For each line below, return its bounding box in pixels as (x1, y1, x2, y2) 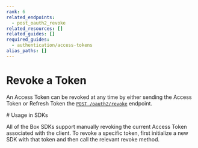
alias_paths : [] (6, 48, 47, 54)
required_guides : (6, 37, 50, 43)
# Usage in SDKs (6, 111, 48, 119)
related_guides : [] (6, 31, 55, 37)
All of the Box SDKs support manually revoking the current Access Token (6, 123, 188, 130)
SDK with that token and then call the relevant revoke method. (6, 135, 160, 143)
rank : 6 (6, 8, 26, 15)
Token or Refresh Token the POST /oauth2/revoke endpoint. (6, 99, 152, 107)
